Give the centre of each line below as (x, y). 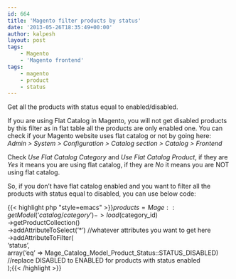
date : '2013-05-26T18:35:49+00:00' (60, 27)
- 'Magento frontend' (52, 60)
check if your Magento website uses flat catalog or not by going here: (109, 136)
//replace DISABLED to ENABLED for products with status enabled (104, 260)
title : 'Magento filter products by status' (74, 21)
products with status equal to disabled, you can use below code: (102, 194)
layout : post (27, 41)
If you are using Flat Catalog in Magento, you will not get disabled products (117, 121)
